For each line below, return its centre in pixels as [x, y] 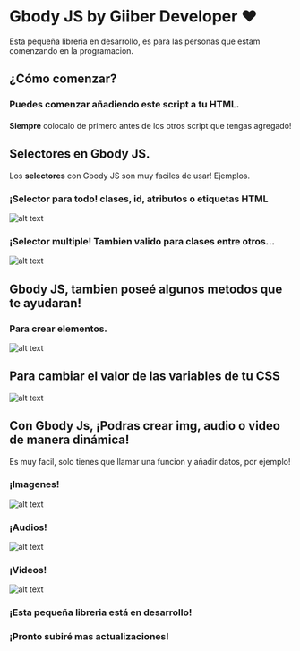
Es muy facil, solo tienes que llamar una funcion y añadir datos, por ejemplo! [150, 461]
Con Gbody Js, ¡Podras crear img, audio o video [145, 426]
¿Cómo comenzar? [63, 79]
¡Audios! [28, 527]
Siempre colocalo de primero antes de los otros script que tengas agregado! [150, 125]
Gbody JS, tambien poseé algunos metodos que [146, 289]
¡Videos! [28, 570]
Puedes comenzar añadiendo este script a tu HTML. [124, 105]
